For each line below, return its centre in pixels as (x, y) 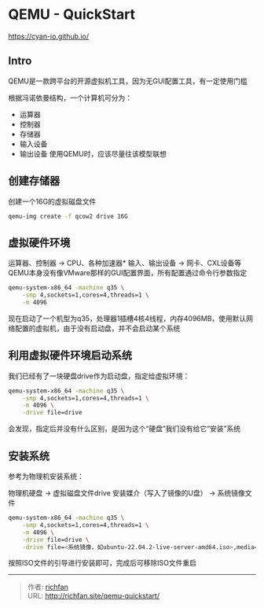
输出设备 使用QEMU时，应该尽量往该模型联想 (93, 153)
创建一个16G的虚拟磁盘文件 (52, 201)
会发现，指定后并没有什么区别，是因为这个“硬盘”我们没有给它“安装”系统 (125, 429)
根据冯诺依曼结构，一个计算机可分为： (70, 98)
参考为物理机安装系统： (46, 476)
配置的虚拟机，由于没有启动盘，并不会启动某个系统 (97, 328)
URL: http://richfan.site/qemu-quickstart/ (93, 596)
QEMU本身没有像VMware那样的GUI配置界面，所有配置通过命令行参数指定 (128, 273)
